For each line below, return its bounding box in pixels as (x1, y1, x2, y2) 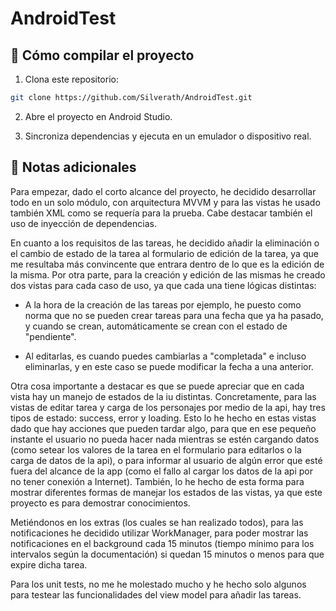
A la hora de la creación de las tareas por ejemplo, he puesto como (24, 298, 302, 311)
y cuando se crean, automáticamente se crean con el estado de (24, 320, 288, 332)
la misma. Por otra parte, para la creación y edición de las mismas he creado (10, 268, 326, 281)
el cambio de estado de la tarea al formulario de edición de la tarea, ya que (10, 247, 319, 259)
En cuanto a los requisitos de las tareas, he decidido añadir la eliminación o (10, 237, 320, 249)
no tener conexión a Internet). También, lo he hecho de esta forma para (10, 475, 305, 487)
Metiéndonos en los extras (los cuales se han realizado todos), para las (10, 516, 304, 528)
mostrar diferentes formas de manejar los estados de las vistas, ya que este (10, 486, 323, 498)
